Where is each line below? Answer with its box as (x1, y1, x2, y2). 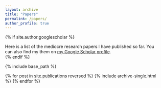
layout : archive (5, 7, 38, 12)
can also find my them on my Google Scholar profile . (5, 49, 111, 55)
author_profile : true (5, 21, 49, 26)
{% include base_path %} (5, 64, 57, 69)
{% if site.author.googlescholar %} (5, 34, 75, 40)
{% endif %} (5, 54, 30, 60)
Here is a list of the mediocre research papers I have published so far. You (5, 44, 155, 49)
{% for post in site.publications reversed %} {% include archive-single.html (5, 73, 157, 79)
